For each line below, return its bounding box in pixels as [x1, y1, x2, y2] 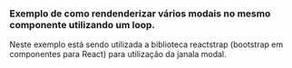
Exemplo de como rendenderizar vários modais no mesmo [9, 7, 271, 20]
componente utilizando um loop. [9, 18, 156, 31]
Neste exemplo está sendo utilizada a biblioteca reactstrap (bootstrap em [9, 39, 284, 50]
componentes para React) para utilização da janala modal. [9, 49, 227, 60]
